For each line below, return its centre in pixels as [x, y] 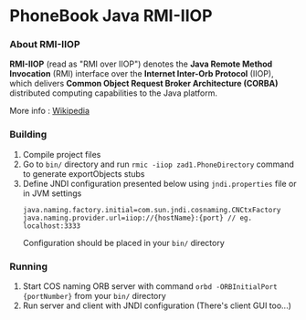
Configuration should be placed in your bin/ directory [124, 243]
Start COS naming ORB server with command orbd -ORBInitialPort [150, 286]
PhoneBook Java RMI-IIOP [111, 16]
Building [28, 135]
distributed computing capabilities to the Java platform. [113, 93]
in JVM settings [52, 193]
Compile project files [62, 154]
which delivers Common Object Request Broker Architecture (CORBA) [144, 84]
